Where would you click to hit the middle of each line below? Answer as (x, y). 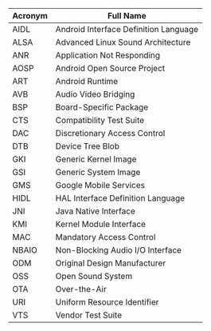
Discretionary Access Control (110, 133)
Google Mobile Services (100, 185)
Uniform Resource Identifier (107, 302)
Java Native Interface (95, 211)
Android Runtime (87, 81)
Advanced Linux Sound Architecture (123, 42)
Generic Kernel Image (96, 159)
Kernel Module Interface (100, 224)
